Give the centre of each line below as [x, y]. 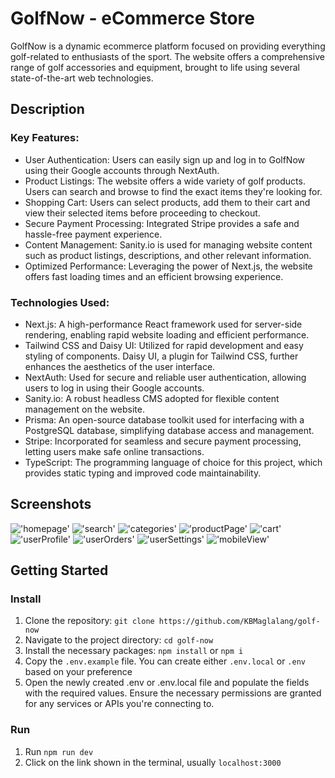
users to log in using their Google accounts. [114, 388]
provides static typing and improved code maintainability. [143, 473]
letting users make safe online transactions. [114, 451]
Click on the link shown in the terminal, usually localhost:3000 [153, 762]
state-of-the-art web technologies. [82, 78]
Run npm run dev [59, 751]
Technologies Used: [60, 302]
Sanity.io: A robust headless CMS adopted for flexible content [152, 398]
